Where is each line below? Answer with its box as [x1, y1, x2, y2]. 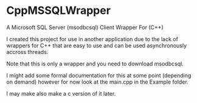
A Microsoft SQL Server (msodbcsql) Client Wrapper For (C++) [6, 24, 164, 31]
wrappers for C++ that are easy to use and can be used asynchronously [6, 42, 187, 49]
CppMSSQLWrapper [6, 4, 111, 18]
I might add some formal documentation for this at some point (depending [6, 71, 192, 79]
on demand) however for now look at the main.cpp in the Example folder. [6, 78, 188, 85]
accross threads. [6, 48, 49, 55]
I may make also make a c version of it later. [6, 90, 116, 97]
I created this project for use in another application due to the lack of [6, 35, 178, 42]
